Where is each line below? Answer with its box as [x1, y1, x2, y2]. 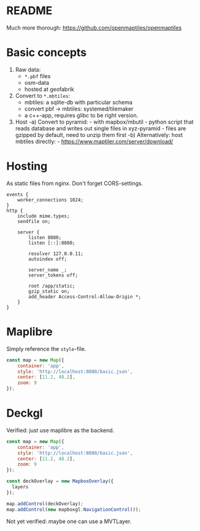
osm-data [24, 79, 50, 86]
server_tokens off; [28, 272, 79, 278]
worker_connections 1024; [17, 197, 84, 203]
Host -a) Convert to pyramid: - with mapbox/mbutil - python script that [15, 118, 194, 125]
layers [12, 484, 29, 490]
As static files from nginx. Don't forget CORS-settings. [6, 179, 143, 187]
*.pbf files [24, 72, 51, 80]
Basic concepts [6, 45, 87, 60]
